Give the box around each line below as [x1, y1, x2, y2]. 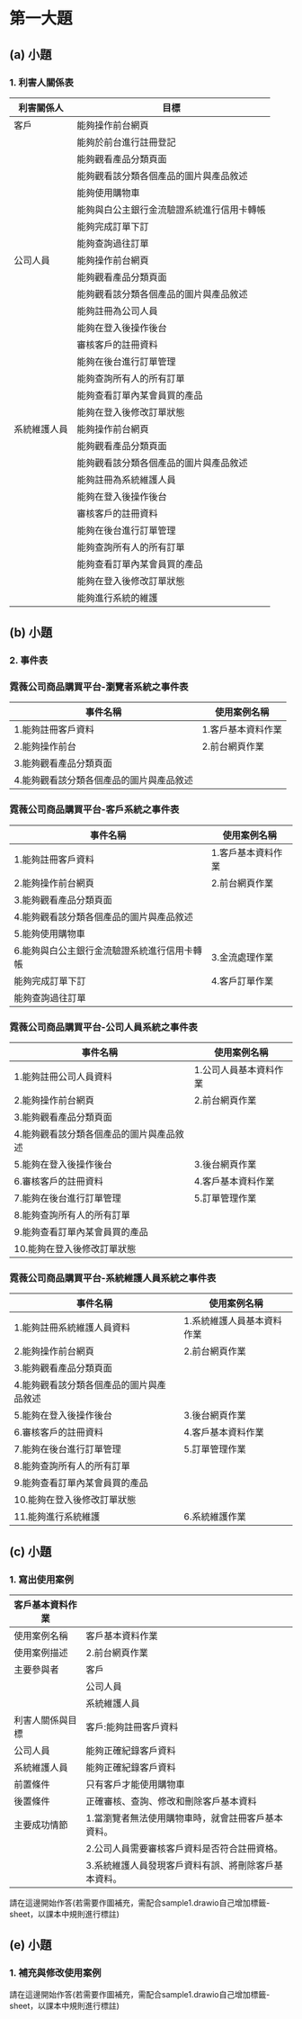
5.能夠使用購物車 [13, 927, 85, 940]
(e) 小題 [9, 1937, 52, 1953]
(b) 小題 [9, 625, 53, 640]
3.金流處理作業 [210, 951, 274, 963]
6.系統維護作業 [183, 1510, 246, 1523]
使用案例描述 [13, 1646, 69, 1659]
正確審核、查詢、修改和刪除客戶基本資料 [85, 1795, 258, 1807]
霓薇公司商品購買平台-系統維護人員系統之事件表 [9, 1272, 217, 1284]
